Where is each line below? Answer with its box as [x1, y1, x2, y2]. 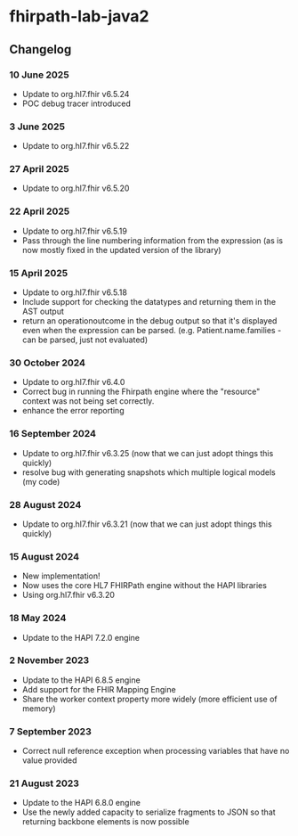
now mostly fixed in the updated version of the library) [21, 244, 221, 255]
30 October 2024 [9, 357, 86, 369]
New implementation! [21, 570, 101, 581]
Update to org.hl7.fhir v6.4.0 [21, 377, 125, 388]
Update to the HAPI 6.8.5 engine [21, 675, 141, 685]
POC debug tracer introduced [21, 98, 132, 109]
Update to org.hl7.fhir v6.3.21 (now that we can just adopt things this [21, 519, 273, 529]
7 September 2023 [9, 725, 92, 737]
